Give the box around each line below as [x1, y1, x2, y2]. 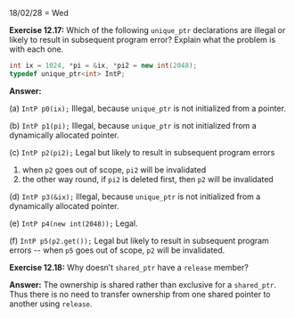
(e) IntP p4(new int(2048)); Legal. [9, 218, 138, 229]
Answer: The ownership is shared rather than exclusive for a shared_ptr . [9, 279, 277, 289]
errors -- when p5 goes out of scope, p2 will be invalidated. [9, 245, 225, 255]
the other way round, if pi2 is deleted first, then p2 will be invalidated [21, 173, 274, 184]
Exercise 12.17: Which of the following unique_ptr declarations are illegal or [9, 25, 286, 35]
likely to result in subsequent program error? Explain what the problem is [9, 35, 276, 45]
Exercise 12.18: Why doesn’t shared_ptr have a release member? [9, 262, 250, 272]
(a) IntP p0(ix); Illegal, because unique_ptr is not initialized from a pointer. [9, 103, 287, 113]
